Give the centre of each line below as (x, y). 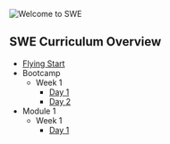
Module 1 (39, 111)
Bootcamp (41, 72)
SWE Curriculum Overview (85, 42)
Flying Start (43, 64)
